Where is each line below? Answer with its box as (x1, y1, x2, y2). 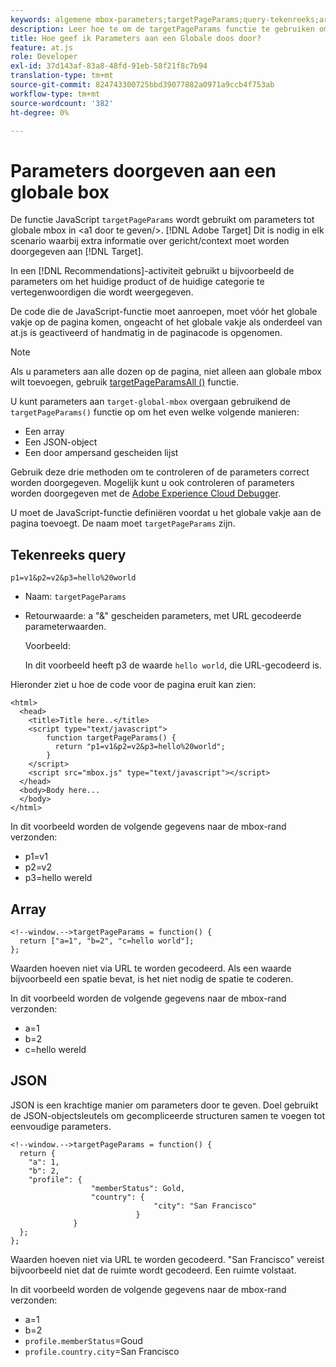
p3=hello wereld (24, 872, 93, 884)
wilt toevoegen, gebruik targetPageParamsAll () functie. (10, 376, 240, 388)
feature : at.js (10, 42, 74, 53)
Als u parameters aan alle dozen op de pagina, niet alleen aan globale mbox (10, 366, 322, 378)
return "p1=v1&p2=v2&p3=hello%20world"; (54, 742, 226, 752)
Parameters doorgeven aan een (10, 159, 277, 182)
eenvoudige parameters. (10, 1120, 112, 1132)
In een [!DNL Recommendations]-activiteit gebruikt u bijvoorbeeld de (10, 265, 295, 277)
